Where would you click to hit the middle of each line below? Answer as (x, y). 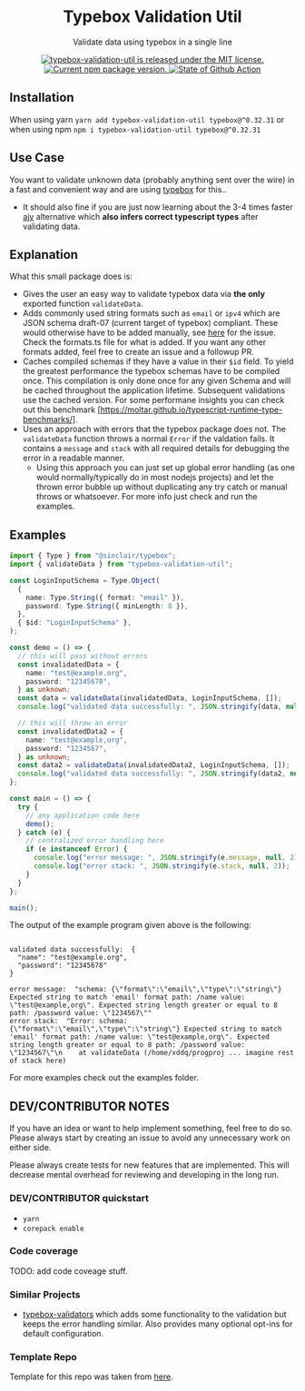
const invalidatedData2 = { (71, 731)
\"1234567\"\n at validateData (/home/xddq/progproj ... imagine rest (152, 1053)
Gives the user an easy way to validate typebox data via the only (144, 294)
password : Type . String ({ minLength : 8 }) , (107, 606)
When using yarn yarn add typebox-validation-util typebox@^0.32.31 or (147, 119)
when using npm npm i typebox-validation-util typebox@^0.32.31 (135, 129)
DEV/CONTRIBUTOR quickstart (79, 1199)
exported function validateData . (83, 304)
